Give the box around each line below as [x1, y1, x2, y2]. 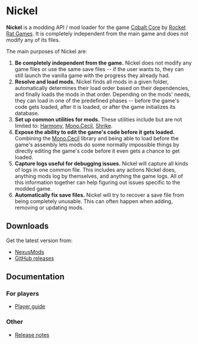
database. [14, 110, 40, 117]
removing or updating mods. [14, 204, 84, 211]
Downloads [6, 221, 49, 232]
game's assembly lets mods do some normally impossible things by [14, 141, 180, 148]
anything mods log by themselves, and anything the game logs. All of [14, 172, 183, 179]
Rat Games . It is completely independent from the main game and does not [6, 30, 189, 37]
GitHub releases [14, 255, 54, 262]
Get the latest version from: [6, 237, 73, 244]
